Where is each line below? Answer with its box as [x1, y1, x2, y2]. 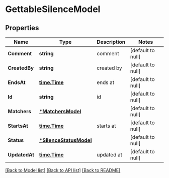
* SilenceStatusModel [39, 137, 92, 144]
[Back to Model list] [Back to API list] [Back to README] [5, 167, 121, 173]
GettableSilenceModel [5, 4, 101, 15]
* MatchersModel [39, 108, 81, 115]
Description [96, 39, 126, 45]
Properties [5, 24, 39, 32]
